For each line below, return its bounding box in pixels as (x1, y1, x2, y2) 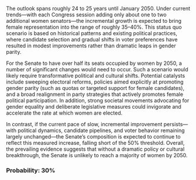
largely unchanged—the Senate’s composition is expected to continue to (6, 133, 181, 140)
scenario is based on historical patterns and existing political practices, (6, 30, 177, 37)
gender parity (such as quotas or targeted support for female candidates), (6, 85, 185, 91)
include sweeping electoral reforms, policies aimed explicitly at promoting (6, 78, 184, 85)
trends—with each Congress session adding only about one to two (6, 11, 167, 18)
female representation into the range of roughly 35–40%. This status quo (6, 23, 183, 30)
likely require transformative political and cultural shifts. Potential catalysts (6, 72, 185, 79)
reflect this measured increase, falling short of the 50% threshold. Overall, (6, 140, 185, 146)
